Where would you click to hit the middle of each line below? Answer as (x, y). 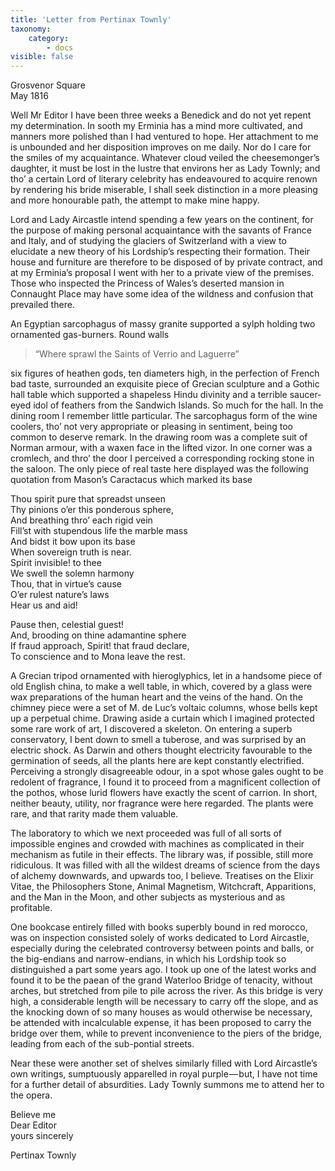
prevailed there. (42, 305)
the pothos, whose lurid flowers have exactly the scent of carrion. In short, (164, 793)
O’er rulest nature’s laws (60, 595)
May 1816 (29, 96)
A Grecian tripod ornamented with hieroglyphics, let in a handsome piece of (166, 676)
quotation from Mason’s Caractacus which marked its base (131, 480)
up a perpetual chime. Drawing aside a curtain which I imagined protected (162, 718)
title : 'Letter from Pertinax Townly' (91, 19)
